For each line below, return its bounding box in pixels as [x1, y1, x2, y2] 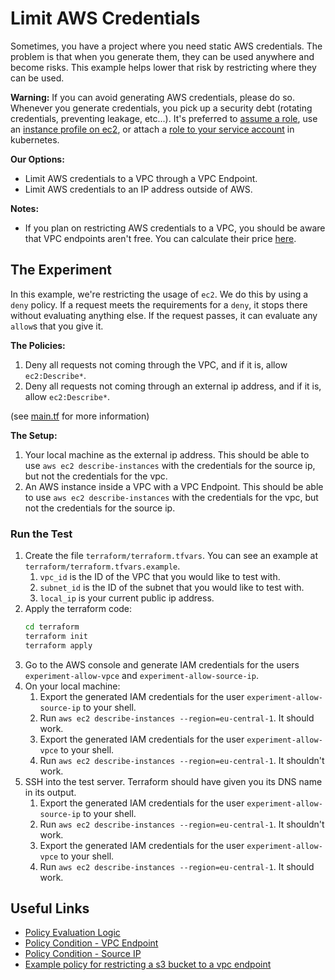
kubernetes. [10, 133, 60, 146]
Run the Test [10, 527, 73, 541]
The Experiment [10, 262, 113, 279]
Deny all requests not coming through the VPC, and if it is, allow [24, 358, 288, 371]
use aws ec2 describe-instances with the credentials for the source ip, [24, 459, 316, 471]
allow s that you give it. [10, 320, 104, 332]
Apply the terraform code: [24, 603, 133, 615]
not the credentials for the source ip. [24, 502, 176, 514]
